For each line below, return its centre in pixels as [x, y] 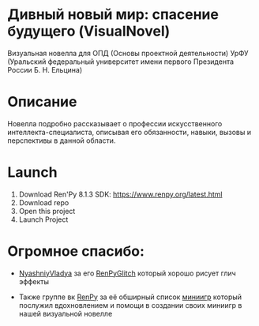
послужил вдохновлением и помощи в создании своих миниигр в [130, 305]
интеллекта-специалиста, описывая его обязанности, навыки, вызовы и [129, 132]
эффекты [34, 281]
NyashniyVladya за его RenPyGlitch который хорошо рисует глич [127, 273]
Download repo [44, 202]
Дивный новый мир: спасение [113, 15]
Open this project [47, 211]
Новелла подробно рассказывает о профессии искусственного [115, 123]
